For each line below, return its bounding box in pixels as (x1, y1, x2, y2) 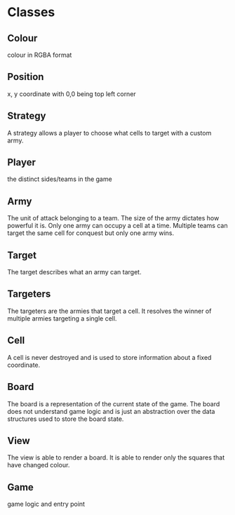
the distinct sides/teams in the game (7, 175, 112, 183)
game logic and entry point (7, 500, 86, 509)
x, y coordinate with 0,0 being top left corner (7, 89, 137, 98)
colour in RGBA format (7, 51, 72, 59)
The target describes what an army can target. (7, 268, 142, 276)
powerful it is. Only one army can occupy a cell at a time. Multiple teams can (7, 222, 228, 230)
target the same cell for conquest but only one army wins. (7, 229, 175, 237)
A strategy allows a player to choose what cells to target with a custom (7, 128, 212, 137)
